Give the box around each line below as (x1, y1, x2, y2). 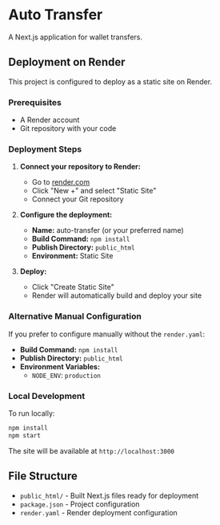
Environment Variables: (19, 361, 100, 371)
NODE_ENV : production (31, 370, 102, 380)
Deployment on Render (8, 55, 126, 69)
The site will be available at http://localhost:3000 (8, 446, 174, 455)
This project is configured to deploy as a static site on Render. (8, 76, 213, 86)
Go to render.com (31, 177, 90, 187)
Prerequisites (8, 96, 62, 108)
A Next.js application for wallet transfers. (8, 32, 142, 42)
